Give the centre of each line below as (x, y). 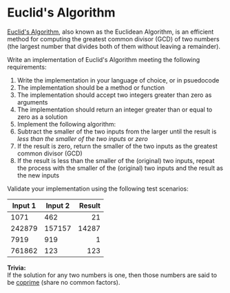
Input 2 (58, 206)
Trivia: (17, 268)
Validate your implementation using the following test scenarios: (98, 188)
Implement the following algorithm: (66, 124)
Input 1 (24, 206)
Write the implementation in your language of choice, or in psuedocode (118, 80)
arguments (32, 102)
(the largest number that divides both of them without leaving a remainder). (114, 46)
